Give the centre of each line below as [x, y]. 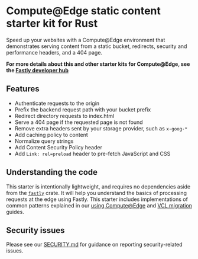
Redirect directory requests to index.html [64, 116]
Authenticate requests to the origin [57, 103]
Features [23, 89]
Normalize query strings [44, 141]
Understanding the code [52, 172]
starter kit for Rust [52, 23]
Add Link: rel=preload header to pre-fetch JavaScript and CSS [92, 154]
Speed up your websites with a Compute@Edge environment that [86, 40]
